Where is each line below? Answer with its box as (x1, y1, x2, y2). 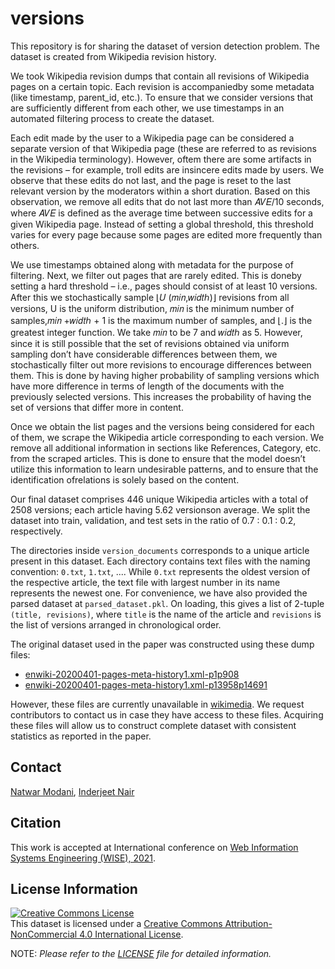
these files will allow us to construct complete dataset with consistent (10, 719, 297, 731)
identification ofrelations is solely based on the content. (10, 473, 240, 486)
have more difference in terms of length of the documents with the (10, 380, 285, 392)
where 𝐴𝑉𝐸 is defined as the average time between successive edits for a (10, 207, 313, 219)
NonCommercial (10, 928, 78, 941)
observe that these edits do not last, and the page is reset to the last (10, 174, 292, 186)
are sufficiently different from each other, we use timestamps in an (10, 102, 285, 114)
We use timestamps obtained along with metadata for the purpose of (10, 258, 294, 271)
